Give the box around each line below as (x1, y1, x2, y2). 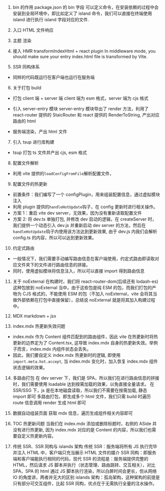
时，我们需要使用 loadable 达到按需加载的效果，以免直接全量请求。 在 (12, 381, 154, 387)
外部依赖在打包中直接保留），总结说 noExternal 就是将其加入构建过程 (17, 297, 156, 302)
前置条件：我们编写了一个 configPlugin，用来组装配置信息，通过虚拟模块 (12, 191, 160, 197)
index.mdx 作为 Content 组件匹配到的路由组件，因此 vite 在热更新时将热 (12, 334, 158, 340)
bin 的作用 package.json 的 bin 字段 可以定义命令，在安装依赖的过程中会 (12, 4, 159, 10)
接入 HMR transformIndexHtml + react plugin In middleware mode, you (12, 48, 156, 54)
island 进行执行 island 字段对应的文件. (12, 17, 89, 22)
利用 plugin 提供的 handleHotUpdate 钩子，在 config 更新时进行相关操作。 (12, 204, 158, 210)
